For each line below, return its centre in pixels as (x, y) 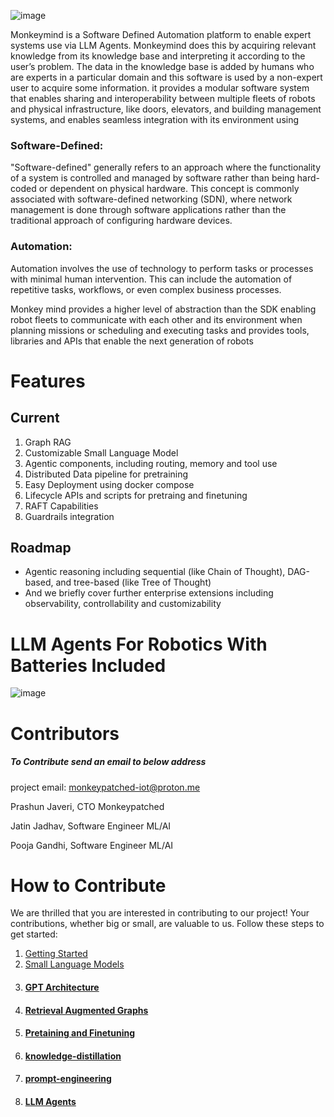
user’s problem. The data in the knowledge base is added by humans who (162, 66)
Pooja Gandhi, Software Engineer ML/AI (92, 845)
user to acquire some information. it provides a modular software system (160, 88)
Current (35, 418)
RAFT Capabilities (61, 506)
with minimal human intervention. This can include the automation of (151, 279)
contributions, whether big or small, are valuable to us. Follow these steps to (167, 924)
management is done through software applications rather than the (148, 210)
